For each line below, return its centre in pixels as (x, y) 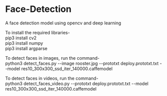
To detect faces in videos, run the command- (52, 78)
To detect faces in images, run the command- (52, 58)
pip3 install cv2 (21, 38)
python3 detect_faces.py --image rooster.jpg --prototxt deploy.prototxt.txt (82, 63)
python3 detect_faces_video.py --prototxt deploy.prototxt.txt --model (77, 84)
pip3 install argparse (26, 48)
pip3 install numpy (24, 43)
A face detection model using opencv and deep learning (63, 23)
